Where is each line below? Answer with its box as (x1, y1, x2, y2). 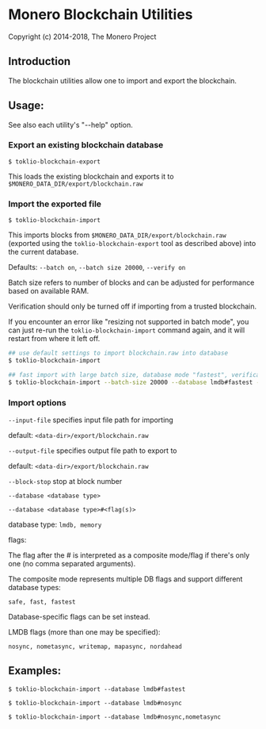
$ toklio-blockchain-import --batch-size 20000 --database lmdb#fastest (8, 378, 253, 386)
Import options (8, 397, 66, 408)
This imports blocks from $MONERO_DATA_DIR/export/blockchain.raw (8, 230, 227, 240)
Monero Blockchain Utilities (8, 6, 193, 24)
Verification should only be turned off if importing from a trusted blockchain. (8, 301, 257, 311)
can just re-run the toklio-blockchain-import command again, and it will (8, 325, 245, 335)
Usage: (8, 99, 45, 113)
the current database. (8, 247, 79, 257)
